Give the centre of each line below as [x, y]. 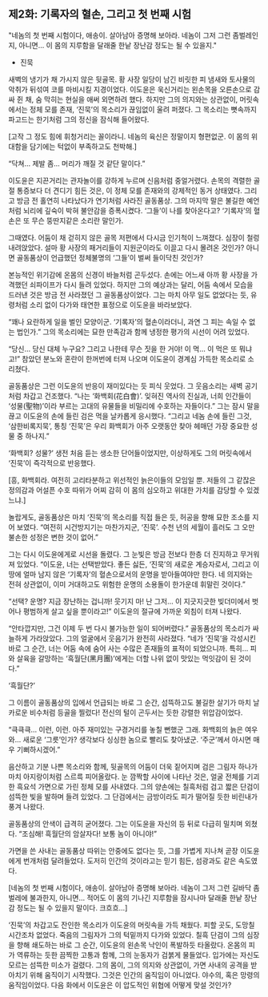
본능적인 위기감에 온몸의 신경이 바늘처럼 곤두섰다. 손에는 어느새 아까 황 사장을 [129, 274]
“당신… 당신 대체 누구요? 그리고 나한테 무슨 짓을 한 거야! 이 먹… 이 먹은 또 [123, 349]
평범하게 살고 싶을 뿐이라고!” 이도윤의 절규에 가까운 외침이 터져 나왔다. [132, 611]
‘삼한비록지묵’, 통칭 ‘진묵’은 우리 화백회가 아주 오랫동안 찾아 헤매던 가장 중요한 [129, 426]
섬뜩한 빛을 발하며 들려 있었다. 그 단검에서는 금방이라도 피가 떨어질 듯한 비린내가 [133, 797]
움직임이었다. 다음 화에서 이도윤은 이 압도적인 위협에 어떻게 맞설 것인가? [120, 985]
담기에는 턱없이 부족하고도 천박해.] [83, 146]
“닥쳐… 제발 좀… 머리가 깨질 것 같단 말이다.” [77, 163]
